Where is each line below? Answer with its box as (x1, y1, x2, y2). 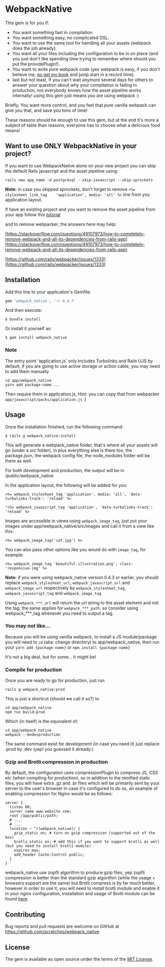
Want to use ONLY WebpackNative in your (5, 142, 137, 150)
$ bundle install (5, 317, 41, 322)
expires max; (14, 848, 41, 853)
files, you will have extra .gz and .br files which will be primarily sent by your (5, 780, 160, 786)
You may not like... (5, 623, 51, 629)
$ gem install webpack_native (5, 335, 67, 340)
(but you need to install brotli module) (5, 844, 92, 849)
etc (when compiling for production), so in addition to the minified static (5, 775, 151, 781)
